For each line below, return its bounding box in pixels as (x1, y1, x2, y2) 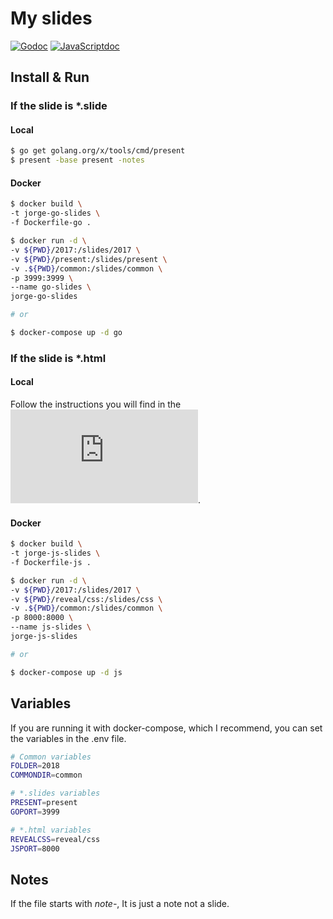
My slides (10, 7, 93, 30)
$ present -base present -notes (10, 155, 145, 166)
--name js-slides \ (10, 622, 92, 632)
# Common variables (10, 752, 92, 762)
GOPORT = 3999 (10, 807, 60, 817)
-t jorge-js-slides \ (10, 548, 101, 559)
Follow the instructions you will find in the (10, 398, 182, 411)
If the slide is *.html (10, 351, 107, 365)
